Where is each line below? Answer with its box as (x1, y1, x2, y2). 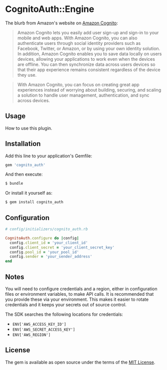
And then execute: (5, 171, 43, 177)
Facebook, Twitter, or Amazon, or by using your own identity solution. (17, 45, 161, 51)
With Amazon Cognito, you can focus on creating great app (17, 81, 140, 88)
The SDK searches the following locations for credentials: (5, 311, 123, 317)
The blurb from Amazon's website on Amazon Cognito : (5, 20, 118, 26)
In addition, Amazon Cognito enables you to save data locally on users (17, 51, 162, 57)
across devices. (17, 97, 50, 103)
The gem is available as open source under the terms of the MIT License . (5, 359, 156, 365)
